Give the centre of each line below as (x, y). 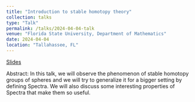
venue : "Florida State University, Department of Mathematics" (86, 34)
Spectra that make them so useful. (48, 92)
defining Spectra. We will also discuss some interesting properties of (91, 86)
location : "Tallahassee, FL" (42, 45)
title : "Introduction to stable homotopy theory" (69, 12)
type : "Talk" (22, 23)
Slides (14, 62)
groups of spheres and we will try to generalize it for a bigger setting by (94, 80)
